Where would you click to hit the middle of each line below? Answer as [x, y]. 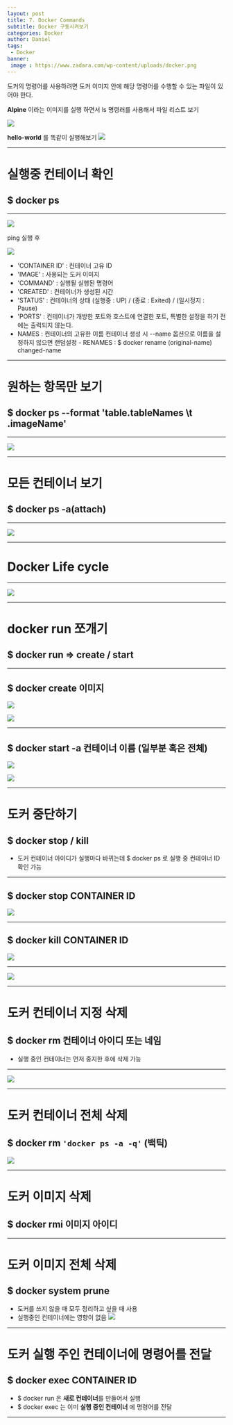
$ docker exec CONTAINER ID [72, 1381]
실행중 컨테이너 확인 [61, 174]
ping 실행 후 [24, 238]
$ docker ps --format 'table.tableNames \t [100, 413]
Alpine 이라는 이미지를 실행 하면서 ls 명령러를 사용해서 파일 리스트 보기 [103, 109]
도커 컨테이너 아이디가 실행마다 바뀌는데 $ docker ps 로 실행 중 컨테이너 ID [119, 858]
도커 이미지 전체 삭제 [62, 1265]
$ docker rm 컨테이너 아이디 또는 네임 [84, 1041]
